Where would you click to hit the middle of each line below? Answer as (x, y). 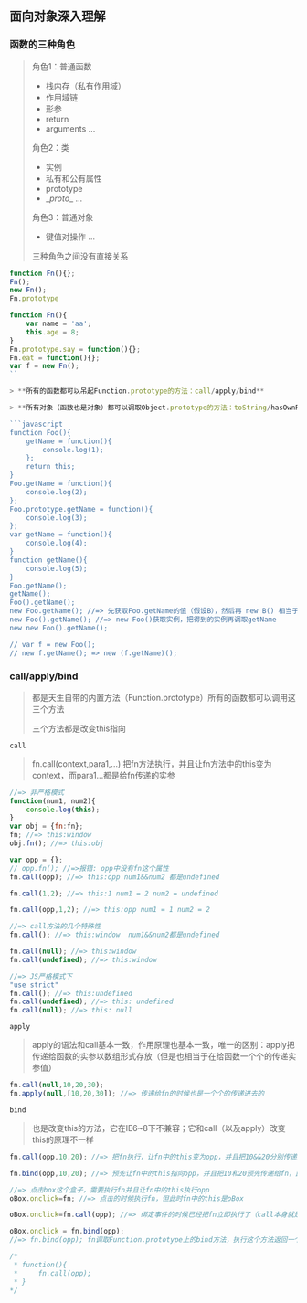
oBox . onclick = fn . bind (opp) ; (67, 1232)
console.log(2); (57, 492)
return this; (51, 467)
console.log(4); (57, 543)
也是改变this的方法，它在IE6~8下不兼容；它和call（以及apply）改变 (159, 1128)
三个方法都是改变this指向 (79, 728)
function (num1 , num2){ (53, 801)
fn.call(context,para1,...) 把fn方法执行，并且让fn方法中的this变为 (152, 763)
